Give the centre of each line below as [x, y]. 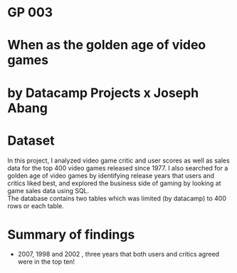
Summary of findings [71, 234]
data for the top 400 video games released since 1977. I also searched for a [118, 168]
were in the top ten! [46, 262]
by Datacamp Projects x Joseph [103, 93]
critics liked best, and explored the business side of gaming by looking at [114, 183]
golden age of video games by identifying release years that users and [111, 175]
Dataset [31, 140]
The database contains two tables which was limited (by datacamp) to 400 [117, 198]
